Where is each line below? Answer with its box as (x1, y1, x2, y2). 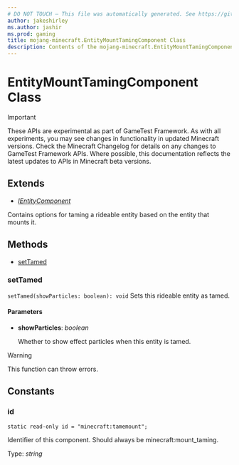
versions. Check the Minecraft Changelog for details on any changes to (7, 142, 216, 150)
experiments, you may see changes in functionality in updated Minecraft (7, 134, 219, 142)
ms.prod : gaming (7, 30, 55, 38)
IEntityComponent (17, 197, 71, 205)
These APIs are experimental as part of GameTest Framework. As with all (7, 126, 221, 135)
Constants (7, 385, 55, 397)
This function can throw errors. (7, 365, 98, 374)
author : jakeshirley (7, 17, 69, 24)
